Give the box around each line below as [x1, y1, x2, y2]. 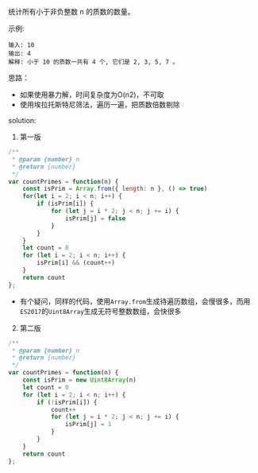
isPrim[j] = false [64, 214, 126, 223]
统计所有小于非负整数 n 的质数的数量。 [8, 7, 135, 16]
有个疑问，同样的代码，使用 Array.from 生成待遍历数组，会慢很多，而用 [19, 297, 251, 306]
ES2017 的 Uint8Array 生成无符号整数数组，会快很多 [19, 306, 182, 316]
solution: [8, 116, 37, 125]
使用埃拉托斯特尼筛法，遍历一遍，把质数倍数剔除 [19, 100, 180, 109]
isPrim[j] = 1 [64, 421, 112, 428]
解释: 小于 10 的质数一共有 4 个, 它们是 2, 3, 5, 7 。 [8, 58, 179, 66]
